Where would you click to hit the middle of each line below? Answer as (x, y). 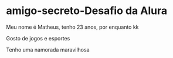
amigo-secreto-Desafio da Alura (87, 11)
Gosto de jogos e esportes (38, 38)
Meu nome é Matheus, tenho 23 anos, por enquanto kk (72, 27)
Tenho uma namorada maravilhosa (48, 50)
